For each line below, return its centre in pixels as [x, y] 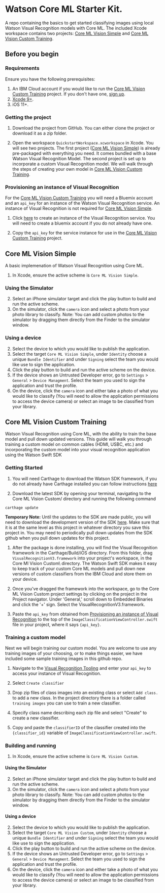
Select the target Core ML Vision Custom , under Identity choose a [79, 833]
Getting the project [28, 117]
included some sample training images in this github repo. [64, 658]
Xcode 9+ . [23, 99]
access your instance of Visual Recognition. [57, 673]
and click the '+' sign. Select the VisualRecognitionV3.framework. [79, 604]
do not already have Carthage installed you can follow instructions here [85, 484]
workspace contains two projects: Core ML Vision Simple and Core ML [77, 33]
